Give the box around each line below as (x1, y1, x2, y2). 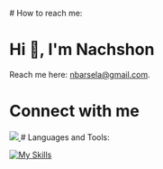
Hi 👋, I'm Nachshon (9, 40, 155, 60)
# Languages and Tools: (20, 131, 110, 143)
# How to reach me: (9, 8, 83, 18)
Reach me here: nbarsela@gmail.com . (9, 69, 150, 80)
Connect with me (9, 101, 140, 121)
